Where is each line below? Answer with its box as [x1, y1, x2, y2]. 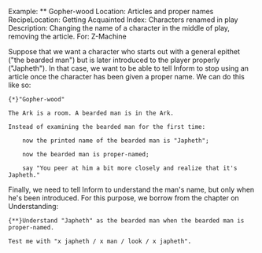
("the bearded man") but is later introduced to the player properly [8, 55, 220, 64]
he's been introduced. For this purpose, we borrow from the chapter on [8, 193, 240, 203]
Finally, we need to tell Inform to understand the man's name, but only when [8, 185, 255, 194]
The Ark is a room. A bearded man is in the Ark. [8, 109, 175, 117]
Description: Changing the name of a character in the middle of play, [8, 24, 231, 32]
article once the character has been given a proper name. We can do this [8, 72, 245, 81]
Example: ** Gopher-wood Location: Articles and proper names [8, 7, 214, 16]
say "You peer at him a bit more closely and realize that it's [22, 164, 238, 172]
